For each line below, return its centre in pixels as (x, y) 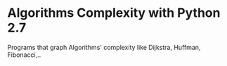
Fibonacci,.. (24, 55)
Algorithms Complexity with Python (114, 13)
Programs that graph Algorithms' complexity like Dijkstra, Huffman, (104, 47)
